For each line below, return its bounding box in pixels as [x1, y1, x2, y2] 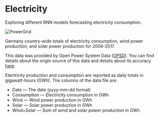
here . [5, 63, 16, 69]
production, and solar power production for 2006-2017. [5, 43, 115, 49]
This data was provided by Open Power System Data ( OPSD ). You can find [5, 52, 155, 59]
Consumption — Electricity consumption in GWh [12, 92, 109, 98]
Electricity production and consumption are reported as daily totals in [5, 72, 143, 78]
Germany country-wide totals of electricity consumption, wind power [5, 38, 143, 44]
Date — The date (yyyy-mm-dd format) [12, 87, 91, 92]
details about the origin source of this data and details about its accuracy [5, 58, 152, 63]
